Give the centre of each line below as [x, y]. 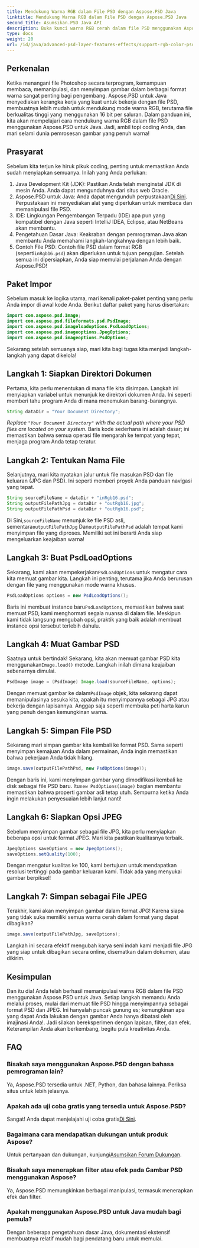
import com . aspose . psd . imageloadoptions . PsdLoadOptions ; [78, 327]
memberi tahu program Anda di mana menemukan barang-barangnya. [92, 401]
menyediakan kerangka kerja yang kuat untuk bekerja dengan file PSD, [93, 102]
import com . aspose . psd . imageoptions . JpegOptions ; [69, 332]
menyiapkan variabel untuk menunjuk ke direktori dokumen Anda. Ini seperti [99, 394]
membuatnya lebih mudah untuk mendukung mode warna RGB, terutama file [100, 108]
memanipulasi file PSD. [43, 209]
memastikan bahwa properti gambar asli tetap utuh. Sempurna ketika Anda [98, 792]
